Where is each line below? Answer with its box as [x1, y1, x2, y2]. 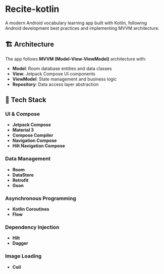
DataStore [12, 172, 34, 178]
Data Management [5, 155, 51, 162]
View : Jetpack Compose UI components [12, 70, 96, 76]
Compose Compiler [12, 133, 54, 138]
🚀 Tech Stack [5, 96, 47, 104]
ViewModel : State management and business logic [12, 76, 117, 82]
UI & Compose [5, 111, 40, 118]
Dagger [12, 240, 28, 246]
